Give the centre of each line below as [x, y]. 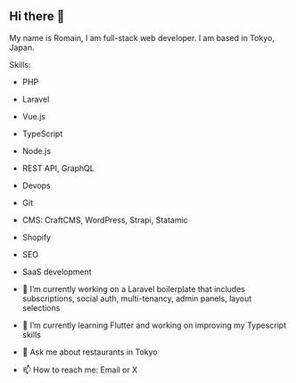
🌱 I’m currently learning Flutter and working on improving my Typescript [154, 325]
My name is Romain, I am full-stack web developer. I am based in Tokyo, [142, 37]
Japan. [22, 47]
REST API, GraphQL [58, 168]
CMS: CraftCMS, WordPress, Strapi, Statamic [105, 220]
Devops [36, 185]
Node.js [37, 151]
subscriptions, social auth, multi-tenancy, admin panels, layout [137, 298]
